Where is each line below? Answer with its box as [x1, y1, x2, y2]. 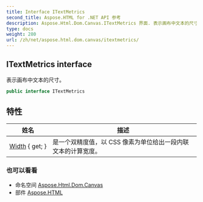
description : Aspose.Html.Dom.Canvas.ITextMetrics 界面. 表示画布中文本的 [6, 20, 190, 26]
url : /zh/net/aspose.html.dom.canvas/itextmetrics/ [6, 37, 139, 43]
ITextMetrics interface [6, 59, 92, 70]
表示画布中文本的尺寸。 [6, 76, 65, 83]
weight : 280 [6, 31, 36, 37]
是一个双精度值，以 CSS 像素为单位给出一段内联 [52, 137, 189, 146]
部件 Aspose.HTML [14, 189, 63, 196]
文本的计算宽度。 [52, 146, 101, 155]
